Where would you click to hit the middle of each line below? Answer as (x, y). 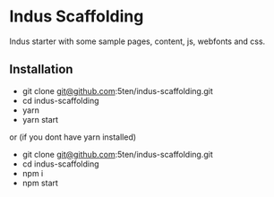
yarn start (40, 119)
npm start (40, 183)
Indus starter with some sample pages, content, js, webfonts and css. (137, 41)
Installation (41, 69)
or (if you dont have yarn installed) (73, 137)
